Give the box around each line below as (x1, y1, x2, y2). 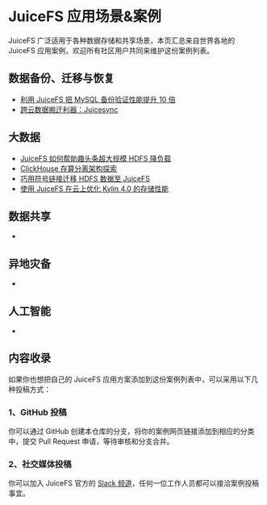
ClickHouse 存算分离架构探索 (19, 163, 118, 173)
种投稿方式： (8, 384, 51, 394)
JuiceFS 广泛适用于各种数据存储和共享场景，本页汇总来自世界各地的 (8, 35, 236, 45)
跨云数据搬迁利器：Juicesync (19, 104, 119, 114)
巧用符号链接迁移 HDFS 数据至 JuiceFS (19, 173, 151, 183)
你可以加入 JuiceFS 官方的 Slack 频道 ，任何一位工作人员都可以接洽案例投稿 (8, 478, 260, 488)
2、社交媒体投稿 (8, 459, 72, 470)
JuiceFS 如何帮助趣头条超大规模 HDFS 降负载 (19, 153, 172, 163)
